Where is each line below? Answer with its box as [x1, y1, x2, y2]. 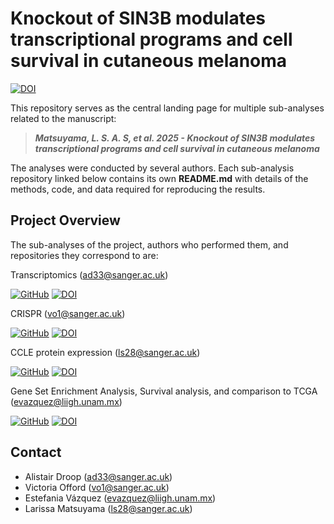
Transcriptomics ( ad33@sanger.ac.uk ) [10, 268, 169, 281]
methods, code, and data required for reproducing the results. [10, 183, 266, 195]
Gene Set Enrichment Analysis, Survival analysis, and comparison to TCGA [10, 385, 318, 397]
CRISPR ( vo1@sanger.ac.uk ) [10, 307, 126, 319]
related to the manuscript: [10, 112, 117, 124]
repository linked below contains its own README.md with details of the [10, 172, 309, 184]
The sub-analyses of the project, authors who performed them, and [10, 238, 289, 251]
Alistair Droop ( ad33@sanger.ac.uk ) [24, 470, 173, 482]
